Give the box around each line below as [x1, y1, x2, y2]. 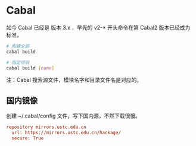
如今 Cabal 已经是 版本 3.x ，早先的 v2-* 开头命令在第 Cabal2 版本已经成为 [6, 24, 191, 31]
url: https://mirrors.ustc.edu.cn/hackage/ [11, 130, 121, 136]
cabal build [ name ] [6, 65, 55, 71]
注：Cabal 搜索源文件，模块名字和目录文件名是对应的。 [6, 77, 142, 84]
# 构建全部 [6, 43, 30, 49]
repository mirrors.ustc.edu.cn [6, 124, 86, 131]
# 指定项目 [6, 59, 30, 65]
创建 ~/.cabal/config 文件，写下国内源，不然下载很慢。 [6, 112, 141, 119]
